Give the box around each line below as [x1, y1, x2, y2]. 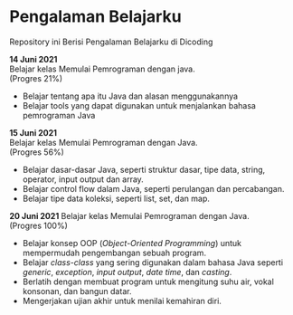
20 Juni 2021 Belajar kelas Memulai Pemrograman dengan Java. [9, 210, 250, 221]
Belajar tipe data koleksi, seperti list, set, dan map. [22, 193, 210, 204]
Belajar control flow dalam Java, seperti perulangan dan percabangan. [22, 183, 285, 194]
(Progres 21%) [9, 72, 63, 83]
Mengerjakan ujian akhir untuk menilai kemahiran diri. [22, 295, 222, 306]
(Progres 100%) [9, 220, 68, 231]
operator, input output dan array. [22, 174, 145, 185]
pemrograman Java [22, 110, 96, 120]
